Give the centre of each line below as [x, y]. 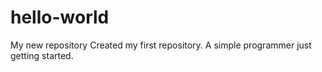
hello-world [60, 17]
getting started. [42, 55]
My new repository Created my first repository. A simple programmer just [161, 45]
